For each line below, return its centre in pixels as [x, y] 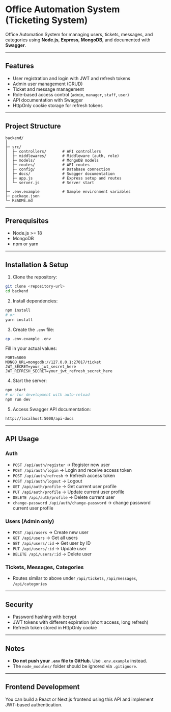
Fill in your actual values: [31, 348]
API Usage [22, 439]
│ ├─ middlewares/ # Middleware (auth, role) [62, 156]
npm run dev [18, 400]
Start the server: [30, 380]
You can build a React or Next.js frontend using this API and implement [79, 699]
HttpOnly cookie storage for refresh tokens [58, 105]
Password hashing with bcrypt [45, 617]
